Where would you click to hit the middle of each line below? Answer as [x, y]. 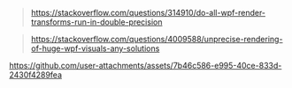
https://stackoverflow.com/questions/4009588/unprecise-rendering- [157, 39]
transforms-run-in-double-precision [96, 22]
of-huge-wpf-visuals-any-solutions [95, 48]
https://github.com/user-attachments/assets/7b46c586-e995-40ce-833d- [146, 66]
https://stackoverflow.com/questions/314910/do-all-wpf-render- [148, 13]
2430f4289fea [36, 75]
